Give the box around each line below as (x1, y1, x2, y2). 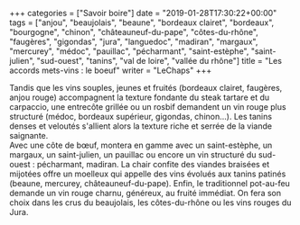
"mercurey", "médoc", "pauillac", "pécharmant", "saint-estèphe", (9, 46, 249, 57)
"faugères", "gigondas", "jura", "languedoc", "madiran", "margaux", (9, 36, 258, 47)
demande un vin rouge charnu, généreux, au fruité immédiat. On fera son (9, 188, 282, 198)
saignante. (9, 130, 49, 140)
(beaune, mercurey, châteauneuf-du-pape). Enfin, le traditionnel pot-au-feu (9, 178, 291, 188)
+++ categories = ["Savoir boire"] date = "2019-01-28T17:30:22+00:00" (9, 8, 277, 18)
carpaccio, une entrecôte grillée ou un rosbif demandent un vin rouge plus (9, 102, 286, 112)
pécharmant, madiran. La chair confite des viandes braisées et (36, 159, 270, 169)
